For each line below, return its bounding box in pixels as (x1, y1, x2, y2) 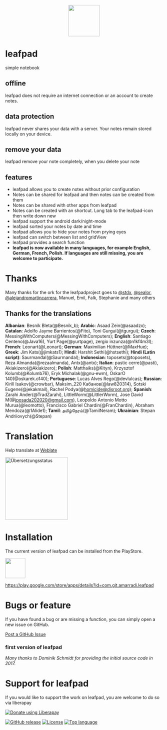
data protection (5, 112, 54, 121)
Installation (5, 531, 53, 543)
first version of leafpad (5, 643, 62, 650)
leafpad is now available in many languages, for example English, (12, 245, 151, 251)
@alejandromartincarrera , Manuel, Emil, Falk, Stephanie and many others (5, 295, 155, 301)
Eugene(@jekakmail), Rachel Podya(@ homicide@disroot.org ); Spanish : (5, 386, 152, 392)
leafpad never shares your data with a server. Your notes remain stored (5, 125, 151, 131)
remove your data (5, 145, 61, 153)
